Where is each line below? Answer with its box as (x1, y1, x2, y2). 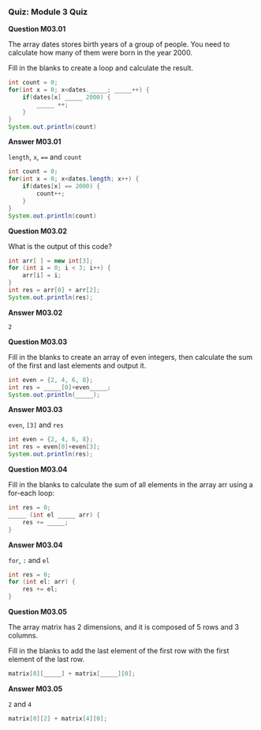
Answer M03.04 (8, 540, 63, 550)
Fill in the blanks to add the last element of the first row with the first (8, 646, 230, 656)
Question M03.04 (8, 465, 68, 475)
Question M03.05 (8, 607, 67, 617)
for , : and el (8, 555, 50, 565)
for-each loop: (8, 489, 55, 498)
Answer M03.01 (8, 137, 62, 146)
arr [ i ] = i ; (22, 271, 62, 279)
